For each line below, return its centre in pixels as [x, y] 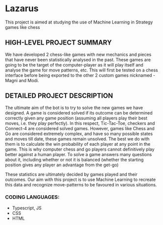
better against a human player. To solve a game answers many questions [79, 154]
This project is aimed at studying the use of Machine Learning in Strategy [79, 22]
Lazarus [22, 9]
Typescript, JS [27, 208]
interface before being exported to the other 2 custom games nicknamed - [80, 75]
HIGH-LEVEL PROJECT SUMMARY [58, 43]
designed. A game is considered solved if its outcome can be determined [79, 112]
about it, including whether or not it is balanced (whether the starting [74, 159]
